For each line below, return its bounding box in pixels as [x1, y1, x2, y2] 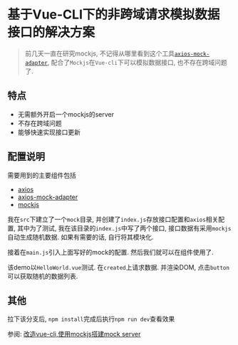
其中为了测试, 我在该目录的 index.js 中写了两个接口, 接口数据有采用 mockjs [16, 223, 232, 232]
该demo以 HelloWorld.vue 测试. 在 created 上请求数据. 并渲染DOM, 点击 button [7, 262, 230, 271]
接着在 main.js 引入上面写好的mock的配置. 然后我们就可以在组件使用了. [7, 248, 214, 256]
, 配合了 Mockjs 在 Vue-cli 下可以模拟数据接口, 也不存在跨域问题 [47, 58, 227, 66]
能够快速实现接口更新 [17, 127, 81, 136]
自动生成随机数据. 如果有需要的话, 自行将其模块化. [7, 233, 154, 241]
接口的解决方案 [7, 24, 95, 41]
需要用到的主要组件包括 [7, 171, 76, 179]
